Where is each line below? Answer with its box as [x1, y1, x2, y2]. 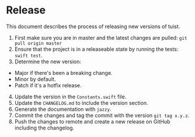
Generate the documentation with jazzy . [14, 105, 112, 112]
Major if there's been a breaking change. [14, 69, 113, 76]
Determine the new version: [14, 58, 82, 65]
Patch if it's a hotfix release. [14, 81, 82, 88]
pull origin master [14, 40, 62, 46]
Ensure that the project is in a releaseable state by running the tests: [14, 45, 179, 53]
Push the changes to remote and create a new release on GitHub [14, 118, 170, 125]
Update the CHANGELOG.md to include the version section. [14, 99, 148, 106]
